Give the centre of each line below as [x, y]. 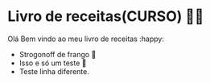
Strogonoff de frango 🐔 [58, 54]
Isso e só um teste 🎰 [53, 63]
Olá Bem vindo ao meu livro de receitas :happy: [86, 39]
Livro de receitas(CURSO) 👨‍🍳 [106, 17]
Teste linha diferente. [54, 71]
